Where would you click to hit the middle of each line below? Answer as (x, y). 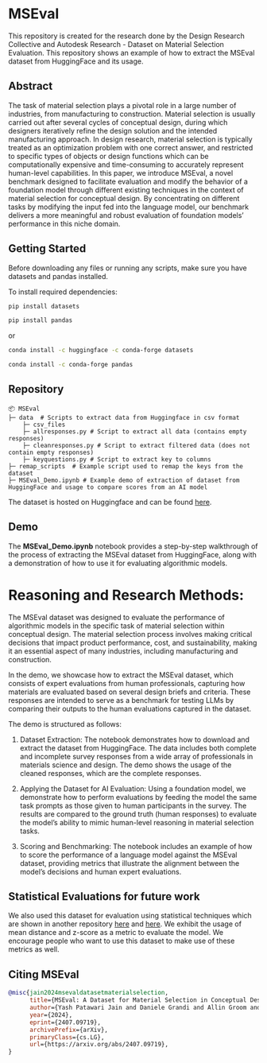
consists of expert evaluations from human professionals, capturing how (127, 683)
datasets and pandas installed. (58, 276)
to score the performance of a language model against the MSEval (128, 855)
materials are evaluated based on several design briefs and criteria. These (130, 692)
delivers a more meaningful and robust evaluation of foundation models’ (126, 215)
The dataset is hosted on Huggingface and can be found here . (110, 502)
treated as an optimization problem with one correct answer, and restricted (131, 147)
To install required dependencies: (63, 292)
